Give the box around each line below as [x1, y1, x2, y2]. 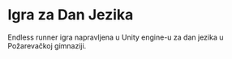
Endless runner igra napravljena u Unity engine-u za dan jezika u [7, 32, 224, 42]
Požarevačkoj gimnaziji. [7, 40, 87, 50]
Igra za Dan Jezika [7, 6, 134, 24]
